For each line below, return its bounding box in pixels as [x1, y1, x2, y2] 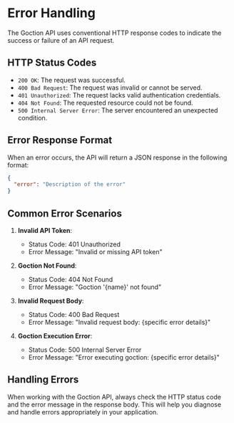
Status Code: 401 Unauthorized [28, 240, 121, 249]
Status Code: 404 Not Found [28, 276, 113, 283]
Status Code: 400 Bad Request [28, 310, 120, 318]
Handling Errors [7, 374, 79, 386]
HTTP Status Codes [7, 57, 97, 69]
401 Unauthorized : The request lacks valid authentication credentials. [17, 90, 221, 99]
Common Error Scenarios [7, 207, 123, 219]
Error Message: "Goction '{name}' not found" [28, 283, 162, 291]
